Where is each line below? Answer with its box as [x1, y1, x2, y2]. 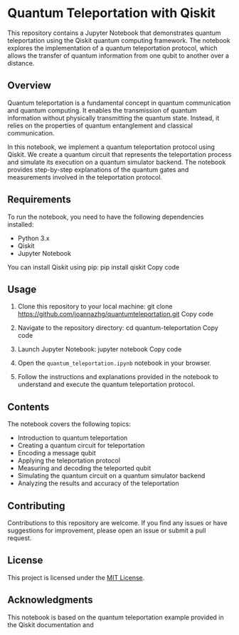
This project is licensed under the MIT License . [7, 573, 145, 582]
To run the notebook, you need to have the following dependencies [7, 212, 204, 221]
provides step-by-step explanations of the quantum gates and [7, 165, 189, 174]
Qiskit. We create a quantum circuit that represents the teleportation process [7, 150, 232, 158]
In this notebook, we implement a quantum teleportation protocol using [7, 143, 216, 151]
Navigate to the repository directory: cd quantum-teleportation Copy [17, 324, 218, 332]
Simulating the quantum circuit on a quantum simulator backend [17, 472, 206, 480]
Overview [7, 80, 52, 92]
